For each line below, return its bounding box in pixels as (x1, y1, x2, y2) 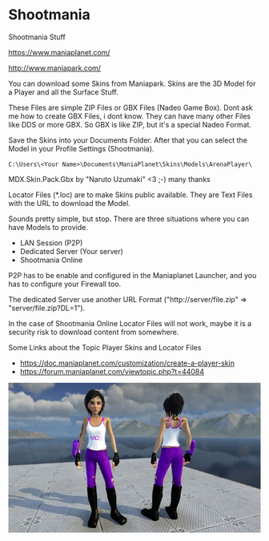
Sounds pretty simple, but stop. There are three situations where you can (8, 214, 250, 224)
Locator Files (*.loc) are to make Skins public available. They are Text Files (8, 190, 253, 200)
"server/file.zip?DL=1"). (8, 303, 86, 313)
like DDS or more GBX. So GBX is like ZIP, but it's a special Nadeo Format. (8, 119, 252, 129)
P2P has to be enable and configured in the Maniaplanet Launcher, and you (8, 270, 257, 280)
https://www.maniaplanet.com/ (8, 47, 110, 57)
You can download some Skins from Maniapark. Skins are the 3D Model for (8, 79, 256, 88)
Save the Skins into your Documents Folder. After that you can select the (8, 135, 248, 145)
